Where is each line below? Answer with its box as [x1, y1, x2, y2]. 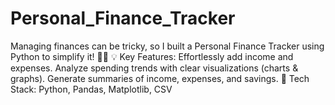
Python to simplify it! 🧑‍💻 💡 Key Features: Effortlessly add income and [10, 50, 294, 62]
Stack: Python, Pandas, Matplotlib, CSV [10, 83, 173, 95]
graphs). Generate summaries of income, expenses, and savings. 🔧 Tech [10, 72, 310, 84]
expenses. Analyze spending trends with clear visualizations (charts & [10, 62, 299, 74]
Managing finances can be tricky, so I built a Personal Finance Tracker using [10, 40, 325, 52]
